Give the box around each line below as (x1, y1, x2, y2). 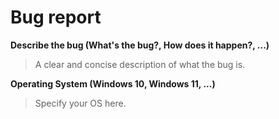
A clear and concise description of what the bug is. (34, 58, 246, 70)
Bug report (10, 6, 102, 29)
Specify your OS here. (34, 97, 127, 109)
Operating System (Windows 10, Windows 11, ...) (10, 77, 216, 90)
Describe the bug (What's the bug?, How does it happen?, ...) (10, 39, 270, 51)
